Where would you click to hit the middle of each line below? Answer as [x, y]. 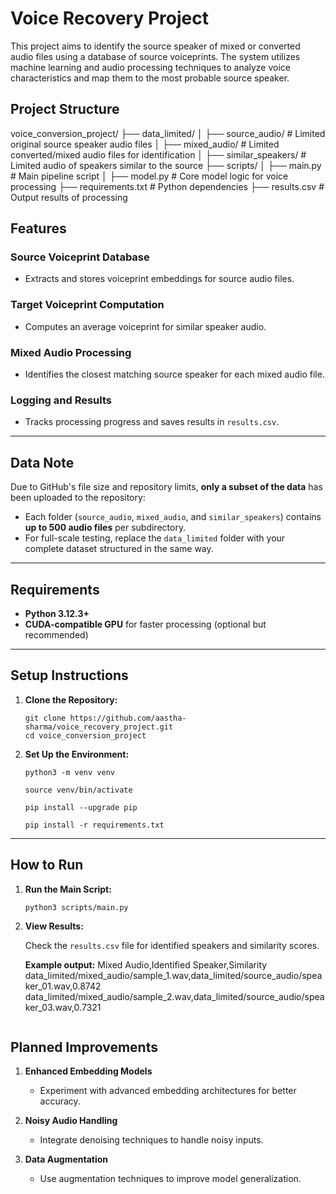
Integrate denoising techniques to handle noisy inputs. [151, 1140]
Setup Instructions [69, 675]
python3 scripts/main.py [76, 907]
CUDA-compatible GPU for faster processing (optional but [145, 624]
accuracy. [60, 1101]
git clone [45, 718]
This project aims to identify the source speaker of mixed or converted [155, 46]
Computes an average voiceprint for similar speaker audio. [145, 326]
